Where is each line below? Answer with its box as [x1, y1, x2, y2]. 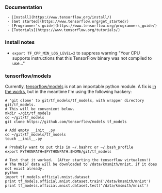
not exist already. [5, 166, 45, 171]
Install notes [5, 39, 35, 46]
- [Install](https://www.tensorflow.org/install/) [7, 15, 112, 20]
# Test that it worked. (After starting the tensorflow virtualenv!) [5, 158, 151, 162]
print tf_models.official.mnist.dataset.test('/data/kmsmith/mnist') [5, 183, 149, 188]
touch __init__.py [5, 136, 42, 141]
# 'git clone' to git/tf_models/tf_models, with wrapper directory [5, 98, 145, 103]
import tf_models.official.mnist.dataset [5, 175, 90, 179]
